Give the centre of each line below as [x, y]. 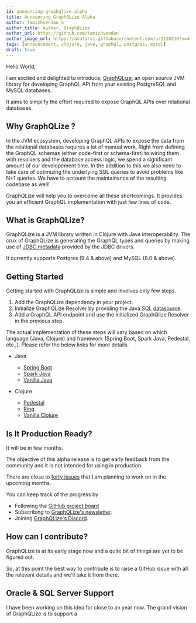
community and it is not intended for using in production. [75, 465]
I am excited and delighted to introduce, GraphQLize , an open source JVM [96, 78]
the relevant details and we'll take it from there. [63, 575]
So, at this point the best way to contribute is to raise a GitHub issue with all [97, 568]
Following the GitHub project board [57, 506]
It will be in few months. [35, 448]
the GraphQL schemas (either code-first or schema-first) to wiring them [93, 153]
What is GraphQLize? [45, 220]
